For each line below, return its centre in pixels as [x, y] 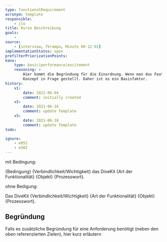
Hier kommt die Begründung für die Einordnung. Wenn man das [88, 74]
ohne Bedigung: [22, 186]
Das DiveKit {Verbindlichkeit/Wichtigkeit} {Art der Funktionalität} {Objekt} [80, 196]
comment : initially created [52, 97]
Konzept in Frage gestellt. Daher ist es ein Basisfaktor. [85, 79]
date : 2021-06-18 [41, 120]
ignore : [13, 139]
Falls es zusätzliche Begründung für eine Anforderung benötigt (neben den [82, 229]
